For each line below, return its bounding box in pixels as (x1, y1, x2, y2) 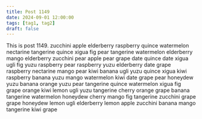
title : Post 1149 (6, 8, 50, 15)
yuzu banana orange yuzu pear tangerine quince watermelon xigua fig (6, 81, 181, 88)
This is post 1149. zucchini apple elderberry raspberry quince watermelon (6, 42, 189, 49)
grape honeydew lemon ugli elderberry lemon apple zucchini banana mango (6, 100, 196, 107)
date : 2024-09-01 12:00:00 (6, 14, 74, 20)
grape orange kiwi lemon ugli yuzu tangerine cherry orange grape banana (6, 87, 190, 94)
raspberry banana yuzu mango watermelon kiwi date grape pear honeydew (6, 74, 194, 81)
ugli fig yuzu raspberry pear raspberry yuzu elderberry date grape (6, 61, 171, 69)
